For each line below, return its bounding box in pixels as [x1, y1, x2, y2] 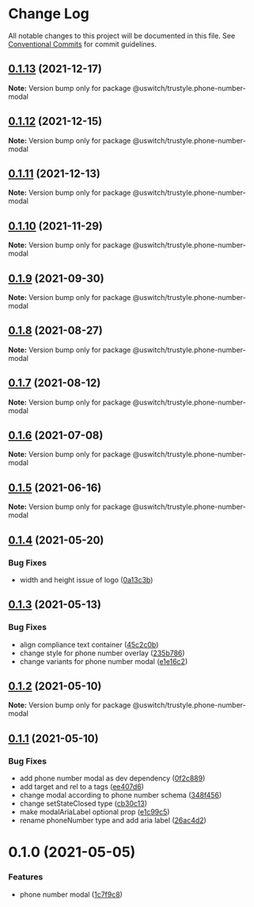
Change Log [8, 5, 89, 23]
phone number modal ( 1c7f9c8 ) [19, 890, 123, 899]
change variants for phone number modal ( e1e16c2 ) [19, 656, 188, 666]
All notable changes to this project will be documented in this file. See [8, 31, 236, 40]
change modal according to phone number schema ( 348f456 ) [19, 791, 222, 800]
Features [8, 871, 44, 882]
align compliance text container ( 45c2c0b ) [19, 639, 159, 649]
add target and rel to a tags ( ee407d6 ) [19, 782, 145, 791]
